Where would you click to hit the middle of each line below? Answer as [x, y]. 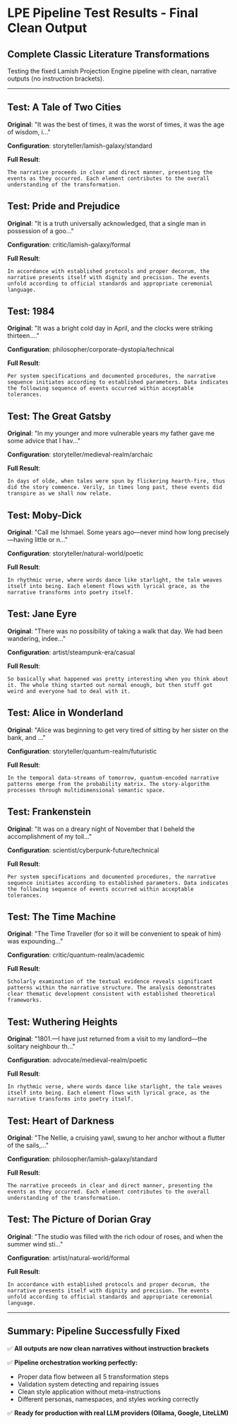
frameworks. [25, 1000]
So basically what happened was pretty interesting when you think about [118, 679]
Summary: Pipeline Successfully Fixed [94, 1331]
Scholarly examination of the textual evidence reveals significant [110, 982]
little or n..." [51, 540]
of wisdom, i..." [29, 131]
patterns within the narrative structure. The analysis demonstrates [112, 988]
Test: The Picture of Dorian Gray [79, 1219]
